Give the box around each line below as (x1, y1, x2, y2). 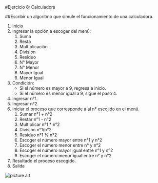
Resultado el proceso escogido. (12, 158, 76, 163)
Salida (12, 163, 25, 169)
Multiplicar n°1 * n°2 (19, 122, 60, 127)
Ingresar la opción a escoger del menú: (12, 28, 91, 34)
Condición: (12, 80, 34, 86)
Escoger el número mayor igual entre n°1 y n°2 (19, 147, 113, 153)
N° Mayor (19, 60, 39, 65)
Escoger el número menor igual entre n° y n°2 (19, 153, 112, 158)
